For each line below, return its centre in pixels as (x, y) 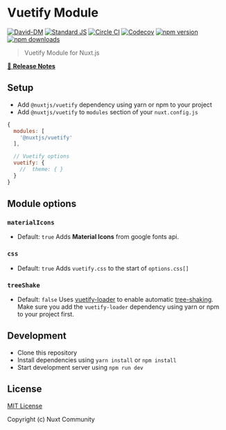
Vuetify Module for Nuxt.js (62, 53)
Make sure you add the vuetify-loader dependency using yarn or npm (118, 307)
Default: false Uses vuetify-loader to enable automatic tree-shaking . (115, 299)
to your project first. (45, 314)
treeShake (24, 285)
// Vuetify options (42, 156)
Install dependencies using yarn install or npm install (97, 360)
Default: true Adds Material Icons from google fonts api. (98, 237)
